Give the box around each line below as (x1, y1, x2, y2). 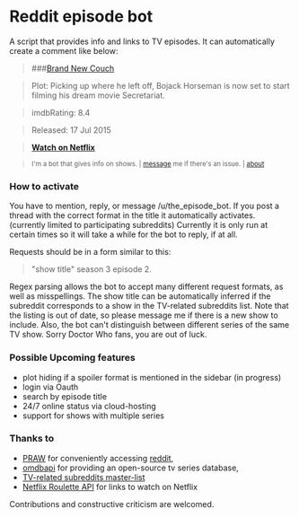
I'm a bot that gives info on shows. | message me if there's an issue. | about (31, 159, 265, 168)
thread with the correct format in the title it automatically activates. (9, 210, 256, 221)
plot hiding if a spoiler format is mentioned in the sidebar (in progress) (22, 372, 282, 382)
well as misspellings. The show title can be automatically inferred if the (9, 291, 271, 302)
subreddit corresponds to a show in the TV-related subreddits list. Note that (9, 301, 289, 311)
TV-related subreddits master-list (22, 471, 145, 482)
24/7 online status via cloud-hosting (22, 400, 156, 411)
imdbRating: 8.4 (31, 107, 91, 118)
